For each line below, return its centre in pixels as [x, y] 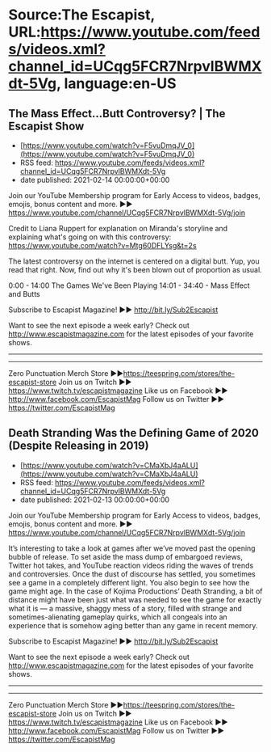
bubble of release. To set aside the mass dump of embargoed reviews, [126, 556]
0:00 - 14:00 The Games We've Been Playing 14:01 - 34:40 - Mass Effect [129, 285]
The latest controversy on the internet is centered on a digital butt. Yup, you [134, 261]
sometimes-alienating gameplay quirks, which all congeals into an [118, 617]
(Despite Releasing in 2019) [79, 446]
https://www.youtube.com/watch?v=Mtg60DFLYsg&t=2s [102, 245]
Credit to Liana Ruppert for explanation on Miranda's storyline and [118, 228]
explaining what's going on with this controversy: [90, 237]
